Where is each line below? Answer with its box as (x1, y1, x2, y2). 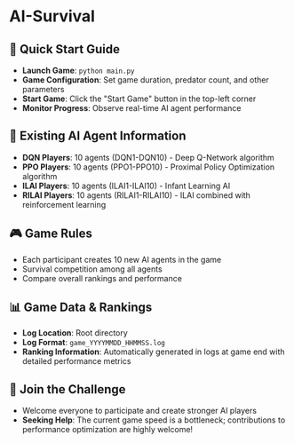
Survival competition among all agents (21, 264, 163, 274)
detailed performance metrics (21, 356, 131, 367)
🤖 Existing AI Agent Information (9, 129, 187, 144)
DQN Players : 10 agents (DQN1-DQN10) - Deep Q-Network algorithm (21, 152, 275, 162)
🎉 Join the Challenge (9, 382, 126, 397)
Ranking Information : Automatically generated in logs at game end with (21, 346, 286, 357)
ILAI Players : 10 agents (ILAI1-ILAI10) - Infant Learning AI (21, 180, 231, 191)
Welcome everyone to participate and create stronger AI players (21, 406, 258, 416)
